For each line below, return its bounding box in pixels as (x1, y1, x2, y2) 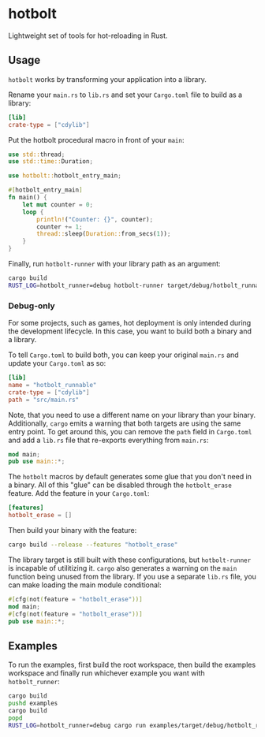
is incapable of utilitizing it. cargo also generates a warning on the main (8, 563, 237, 572)
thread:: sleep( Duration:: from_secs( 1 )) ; (36, 230, 171, 238)
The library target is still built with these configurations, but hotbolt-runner (8, 555, 252, 564)
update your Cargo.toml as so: (8, 359, 106, 368)
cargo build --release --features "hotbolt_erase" (8, 541, 178, 549)
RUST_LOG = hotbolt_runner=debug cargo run (8, 721, 147, 729)
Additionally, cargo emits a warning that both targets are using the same (8, 419, 241, 428)
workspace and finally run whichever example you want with (8, 668, 205, 678)
